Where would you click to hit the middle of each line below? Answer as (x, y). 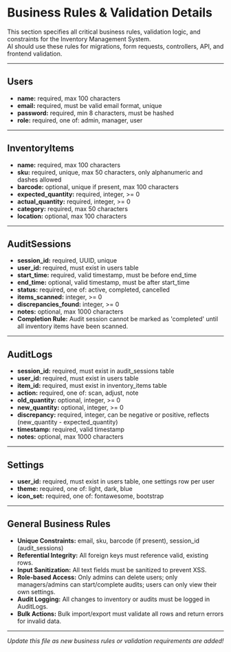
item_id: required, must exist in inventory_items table (92, 386)
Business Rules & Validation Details (110, 13)
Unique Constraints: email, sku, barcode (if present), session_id (108, 541)
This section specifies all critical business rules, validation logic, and (104, 32)
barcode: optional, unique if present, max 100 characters (98, 186)
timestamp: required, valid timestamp (71, 430)
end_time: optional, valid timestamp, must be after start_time (103, 283)
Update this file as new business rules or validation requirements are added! (115, 640)
